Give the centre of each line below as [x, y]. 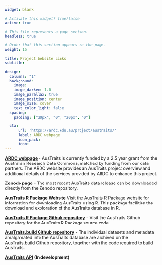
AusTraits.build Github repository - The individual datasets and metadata [80, 232]
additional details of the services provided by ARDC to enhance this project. [81, 173]
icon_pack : [29, 140]
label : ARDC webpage [39, 135]
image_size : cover [32, 103]
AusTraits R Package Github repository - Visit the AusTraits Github [73, 217]
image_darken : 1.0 [32, 90]
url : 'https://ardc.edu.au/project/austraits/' [67, 131]
